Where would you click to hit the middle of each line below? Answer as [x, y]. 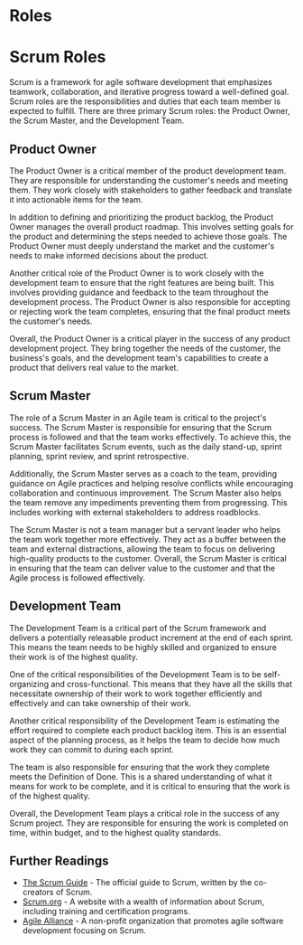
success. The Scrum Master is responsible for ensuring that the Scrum [141, 427]
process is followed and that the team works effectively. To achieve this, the [150, 437]
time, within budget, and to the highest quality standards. [115, 832]
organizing [29, 684]
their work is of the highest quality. [73, 657]
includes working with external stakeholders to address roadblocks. [135, 512]
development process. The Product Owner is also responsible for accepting [150, 302]
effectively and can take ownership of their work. [101, 703]
